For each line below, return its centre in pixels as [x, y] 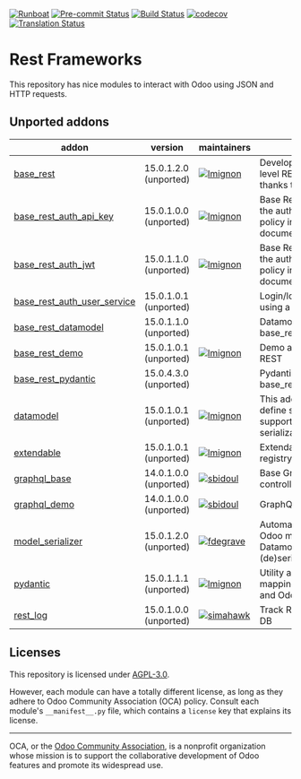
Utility [272, 572]
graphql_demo [44, 504]
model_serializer [48, 541]
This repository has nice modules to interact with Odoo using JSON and [142, 84]
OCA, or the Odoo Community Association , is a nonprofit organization [138, 746]
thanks [274, 185]
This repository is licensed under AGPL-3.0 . [90, 674]
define [273, 410]
